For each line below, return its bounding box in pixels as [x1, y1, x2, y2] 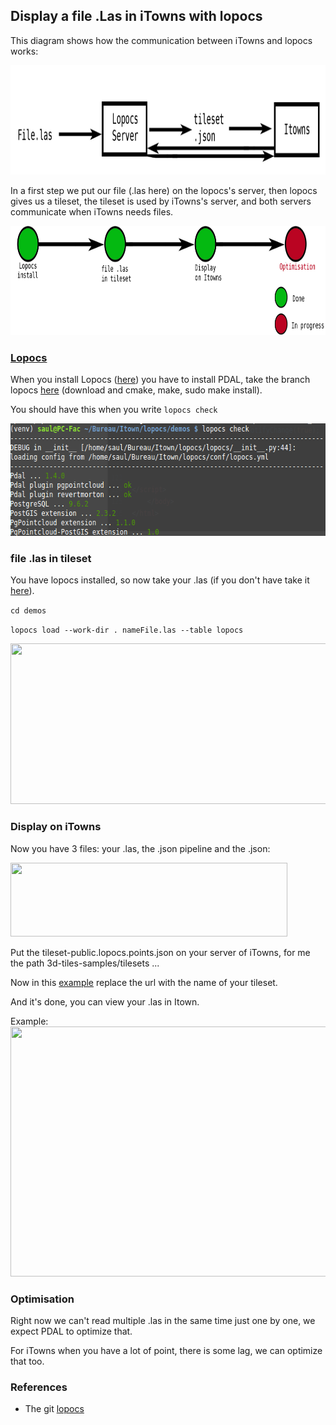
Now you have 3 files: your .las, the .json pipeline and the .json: [10, 842, 271, 854]
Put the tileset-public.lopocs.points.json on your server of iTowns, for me [10, 946, 311, 958]
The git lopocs [24, 1403, 85, 1415]
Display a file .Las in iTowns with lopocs [10, 8, 263, 25]
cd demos [10, 606, 47, 616]
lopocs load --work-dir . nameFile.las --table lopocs [10, 625, 244, 636]
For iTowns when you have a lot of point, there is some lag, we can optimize [10, 1345, 323, 1356]
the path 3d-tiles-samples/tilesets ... [10, 957, 160, 969]
